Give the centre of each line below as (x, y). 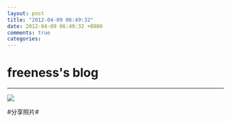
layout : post (26, 13)
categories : (24, 39)
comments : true (29, 33)
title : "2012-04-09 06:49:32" (51, 20)
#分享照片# (23, 112)
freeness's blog (53, 73)
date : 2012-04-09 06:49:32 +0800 (55, 26)
